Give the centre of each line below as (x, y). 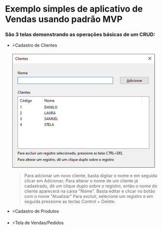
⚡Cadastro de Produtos (36, 211)
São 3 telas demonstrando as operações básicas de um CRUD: (80, 35)
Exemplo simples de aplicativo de (74, 9)
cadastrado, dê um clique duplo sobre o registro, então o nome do (91, 186)
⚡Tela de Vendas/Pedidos (38, 223)
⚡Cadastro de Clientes (35, 45)
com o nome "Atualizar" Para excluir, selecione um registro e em (89, 196)
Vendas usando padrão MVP (64, 19)
